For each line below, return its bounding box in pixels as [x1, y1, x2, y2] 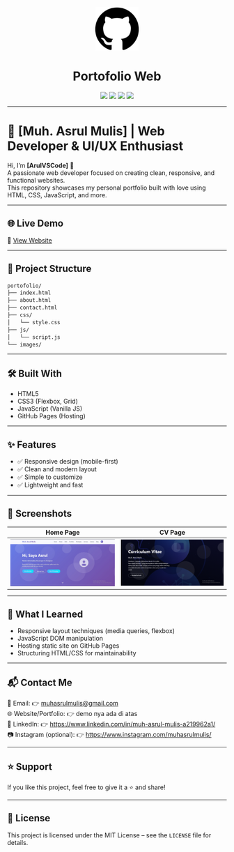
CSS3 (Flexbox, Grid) [17, 397, 79, 406]
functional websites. [7, 176, 65, 184]
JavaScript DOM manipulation [17, 634, 103, 643]
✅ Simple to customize [17, 473, 83, 481]
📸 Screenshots [7, 508, 72, 519]
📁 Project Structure [7, 263, 92, 275]
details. [7, 838, 29, 846]
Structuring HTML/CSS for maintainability [17, 649, 137, 657]
